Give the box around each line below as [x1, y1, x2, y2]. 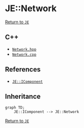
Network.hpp [12, 47, 36, 52]
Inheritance [5, 92, 41, 100]
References [5, 65, 41, 73]
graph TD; [5, 105, 25, 110]
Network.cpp [12, 52, 36, 57]
